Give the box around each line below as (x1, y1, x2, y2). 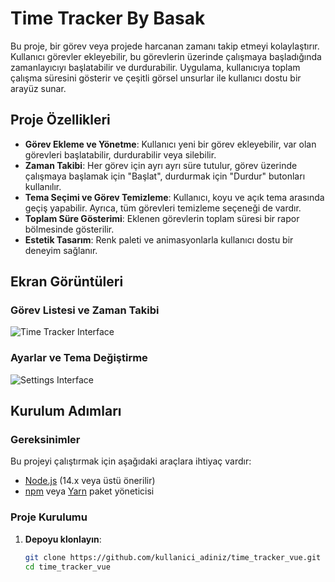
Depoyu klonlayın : (24, 533, 102, 545)
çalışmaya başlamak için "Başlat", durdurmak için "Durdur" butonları (24, 170, 306, 182)
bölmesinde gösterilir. (24, 223, 115, 235)
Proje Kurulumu (10, 510, 88, 524)
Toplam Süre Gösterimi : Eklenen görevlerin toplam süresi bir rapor (24, 212, 300, 224)
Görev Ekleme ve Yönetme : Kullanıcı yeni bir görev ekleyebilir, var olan (24, 138, 317, 150)
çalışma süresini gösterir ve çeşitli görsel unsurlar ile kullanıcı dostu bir (10, 72, 302, 84)
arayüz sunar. (10, 82, 67, 94)
